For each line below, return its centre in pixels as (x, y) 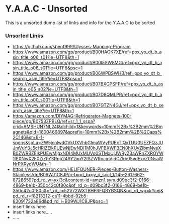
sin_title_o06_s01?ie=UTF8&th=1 (46, 57)
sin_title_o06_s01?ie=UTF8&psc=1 (48, 68)
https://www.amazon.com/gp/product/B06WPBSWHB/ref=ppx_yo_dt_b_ (87, 73)
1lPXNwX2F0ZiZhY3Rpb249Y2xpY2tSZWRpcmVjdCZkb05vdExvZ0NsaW (88, 159)
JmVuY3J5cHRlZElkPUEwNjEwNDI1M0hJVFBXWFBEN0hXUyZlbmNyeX (87, 148)
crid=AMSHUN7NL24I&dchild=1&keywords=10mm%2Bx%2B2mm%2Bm (88, 127)
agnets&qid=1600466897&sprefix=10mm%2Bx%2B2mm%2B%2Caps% (87, 132)
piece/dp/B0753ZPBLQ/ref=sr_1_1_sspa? (54, 122)
